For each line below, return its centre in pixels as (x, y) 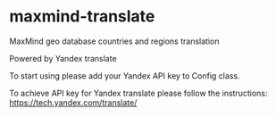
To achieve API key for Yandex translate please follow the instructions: (138, 93)
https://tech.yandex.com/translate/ (73, 102)
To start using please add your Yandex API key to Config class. (125, 75)
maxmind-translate (82, 17)
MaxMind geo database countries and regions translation (114, 41)
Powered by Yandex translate (63, 58)
